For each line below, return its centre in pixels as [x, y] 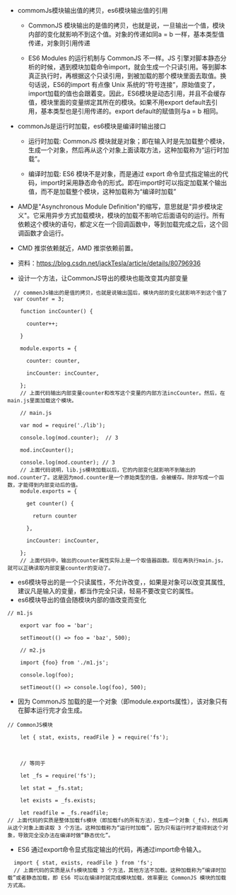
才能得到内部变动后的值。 [49, 485]
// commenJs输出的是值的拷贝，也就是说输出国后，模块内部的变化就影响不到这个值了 [120, 293]
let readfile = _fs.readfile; [65, 813]
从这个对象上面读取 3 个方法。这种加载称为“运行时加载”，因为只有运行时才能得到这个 [115, 828]
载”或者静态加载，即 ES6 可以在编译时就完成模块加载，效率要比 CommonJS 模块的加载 [117, 878]
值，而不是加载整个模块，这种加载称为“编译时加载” [102, 192]
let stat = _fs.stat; [52, 788]
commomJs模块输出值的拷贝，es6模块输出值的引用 [93, 10]
